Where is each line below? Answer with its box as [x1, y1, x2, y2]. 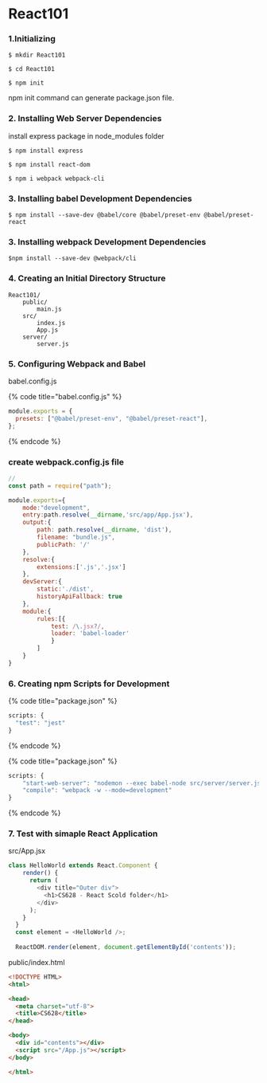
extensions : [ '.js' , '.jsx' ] [37, 563, 126, 571]
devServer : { [22, 578, 62, 586]
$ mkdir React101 [8, 51, 66, 60]
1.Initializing [8, 33, 56, 45]
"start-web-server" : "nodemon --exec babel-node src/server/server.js [22, 779, 261, 787]
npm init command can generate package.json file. [8, 93, 175, 103]
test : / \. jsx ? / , [50, 622, 105, 630]
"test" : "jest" [15, 719, 66, 727]
